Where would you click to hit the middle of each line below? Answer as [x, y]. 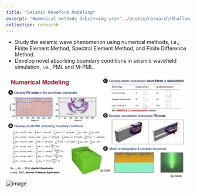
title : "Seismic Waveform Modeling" [51, 12]
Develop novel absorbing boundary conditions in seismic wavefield [96, 61]
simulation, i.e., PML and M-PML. [55, 67]
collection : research [33, 25]
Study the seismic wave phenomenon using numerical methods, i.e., [97, 42]
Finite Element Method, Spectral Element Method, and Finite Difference [100, 48]
